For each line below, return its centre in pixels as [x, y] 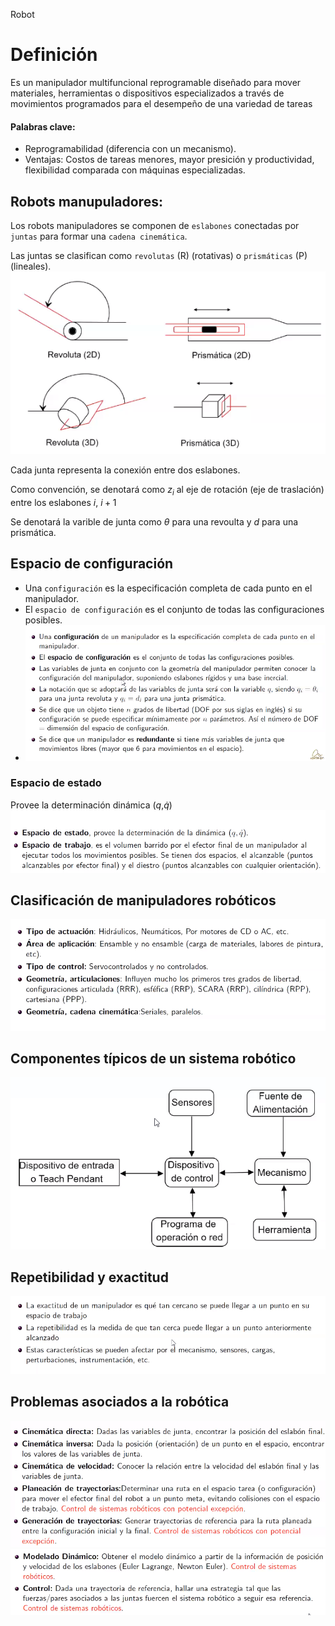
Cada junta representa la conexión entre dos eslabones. [125, 470]
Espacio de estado [56, 783]
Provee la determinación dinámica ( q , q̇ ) [91, 805]
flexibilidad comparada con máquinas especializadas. [135, 170]
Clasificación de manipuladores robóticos [143, 900]
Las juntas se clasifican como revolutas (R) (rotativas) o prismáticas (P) [159, 255]
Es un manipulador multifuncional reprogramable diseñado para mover [156, 82]
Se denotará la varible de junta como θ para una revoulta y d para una [154, 521]
